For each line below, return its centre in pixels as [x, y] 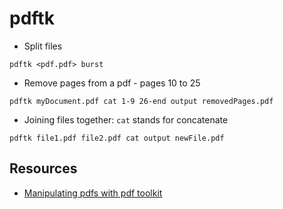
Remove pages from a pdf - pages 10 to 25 [112, 83]
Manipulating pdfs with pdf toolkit [93, 193]
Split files [43, 46]
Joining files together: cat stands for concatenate [126, 119]
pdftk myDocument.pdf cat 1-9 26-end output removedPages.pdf [141, 101]
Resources [43, 168]
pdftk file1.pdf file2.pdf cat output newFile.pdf [117, 138]
